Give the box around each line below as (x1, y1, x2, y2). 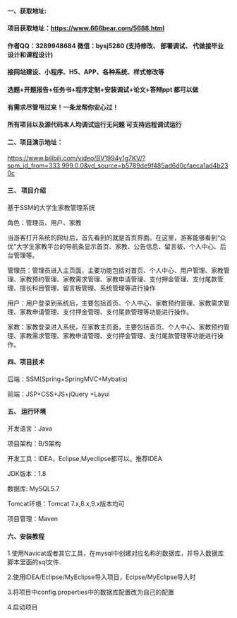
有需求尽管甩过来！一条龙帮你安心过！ (7, 103, 119, 111)
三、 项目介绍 (7, 186, 47, 194)
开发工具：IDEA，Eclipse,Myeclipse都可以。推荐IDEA (7, 454, 162, 462)
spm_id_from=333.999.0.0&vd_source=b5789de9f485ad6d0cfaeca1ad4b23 (7, 161, 229, 170)
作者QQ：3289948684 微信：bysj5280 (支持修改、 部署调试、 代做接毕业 (7, 41, 224, 49)
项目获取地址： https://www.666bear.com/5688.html (7, 24, 165, 33)
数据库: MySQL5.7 (7, 484, 60, 493)
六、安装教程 (7, 532, 44, 540)
